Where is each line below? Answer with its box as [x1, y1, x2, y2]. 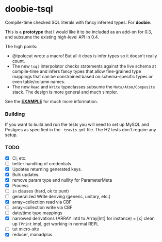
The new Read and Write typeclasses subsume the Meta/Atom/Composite [12, 84, 155, 89]
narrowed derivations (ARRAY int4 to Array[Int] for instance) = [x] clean [12, 215, 155, 222]
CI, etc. [12, 155, 27, 161]
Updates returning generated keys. [12, 166, 82, 172]
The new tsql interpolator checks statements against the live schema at [12, 63, 156, 69]
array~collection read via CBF [12, 199, 72, 205]
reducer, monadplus [12, 232, 52, 238]
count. [12, 58, 25, 64]
